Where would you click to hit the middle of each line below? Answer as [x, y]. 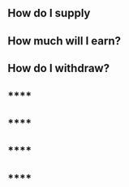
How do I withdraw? [59, 68]
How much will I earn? [64, 41]
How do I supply [49, 13]
